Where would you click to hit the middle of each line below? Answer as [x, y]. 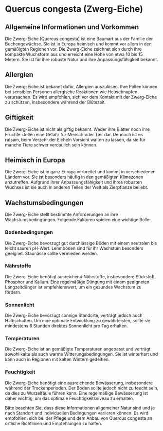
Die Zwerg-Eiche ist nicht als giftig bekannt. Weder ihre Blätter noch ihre [77, 129]
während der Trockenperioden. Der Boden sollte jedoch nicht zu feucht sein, [82, 388]
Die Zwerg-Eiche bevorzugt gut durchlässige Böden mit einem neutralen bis [81, 243]
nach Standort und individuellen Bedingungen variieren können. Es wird [77, 413]
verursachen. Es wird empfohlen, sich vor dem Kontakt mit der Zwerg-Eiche [81, 97]
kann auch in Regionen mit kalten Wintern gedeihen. [57, 359]
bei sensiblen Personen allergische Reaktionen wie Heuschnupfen [71, 92]
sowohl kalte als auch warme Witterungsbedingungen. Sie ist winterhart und [81, 354]
